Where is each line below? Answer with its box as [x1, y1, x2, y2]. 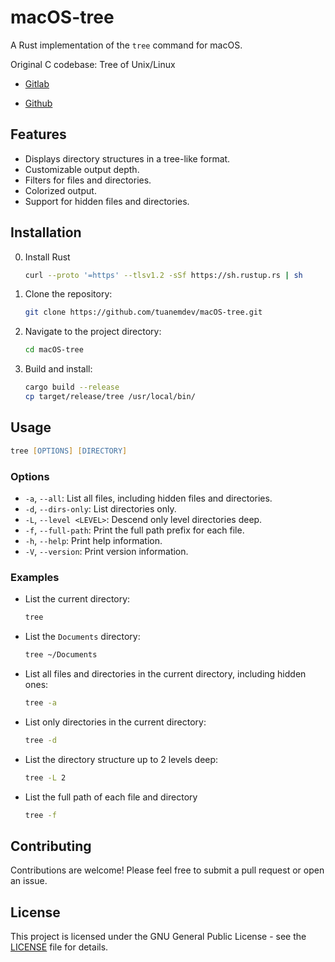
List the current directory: [24, 593, 131, 605]
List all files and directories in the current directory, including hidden [24, 667, 307, 680]
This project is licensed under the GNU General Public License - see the [10, 931, 307, 943]
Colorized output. [24, 184, 97, 196]
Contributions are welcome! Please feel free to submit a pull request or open [10, 864, 325, 876]
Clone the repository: [24, 288, 113, 300]
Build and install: [24, 363, 93, 375]
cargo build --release [24, 382, 120, 393]
